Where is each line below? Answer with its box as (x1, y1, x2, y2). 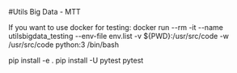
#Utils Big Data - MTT (8, 7, 81, 16)
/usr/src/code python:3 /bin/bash (8, 40, 120, 49)
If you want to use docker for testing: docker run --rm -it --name (8, 23, 224, 32)
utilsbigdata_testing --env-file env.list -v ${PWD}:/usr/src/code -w (8, 32, 229, 41)
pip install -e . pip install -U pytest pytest (8, 56, 144, 65)
